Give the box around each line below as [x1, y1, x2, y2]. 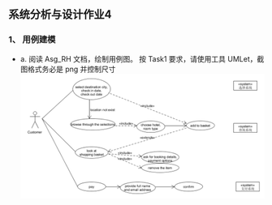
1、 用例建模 [8, 34, 56, 45]
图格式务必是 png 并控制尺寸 [19, 64, 116, 74]
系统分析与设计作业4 [8, 7, 112, 22]
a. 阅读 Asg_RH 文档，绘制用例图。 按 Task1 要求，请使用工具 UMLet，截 [19, 53, 265, 63]
